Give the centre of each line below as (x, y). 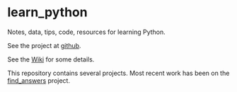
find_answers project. (39, 80)
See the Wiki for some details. (51, 59)
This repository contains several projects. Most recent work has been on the (118, 73)
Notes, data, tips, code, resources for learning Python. (87, 32)
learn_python (47, 12)
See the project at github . (44, 45)
